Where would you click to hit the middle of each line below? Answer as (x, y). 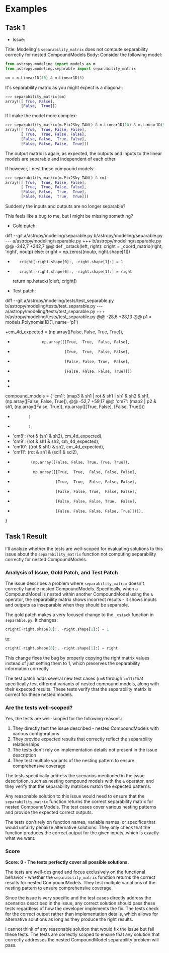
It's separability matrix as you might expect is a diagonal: (64, 87)
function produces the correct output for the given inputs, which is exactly (82, 833)
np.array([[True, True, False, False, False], (85, 472)
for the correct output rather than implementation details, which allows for (82, 914)
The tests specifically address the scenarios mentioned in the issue (75, 776)
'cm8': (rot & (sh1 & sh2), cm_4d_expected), (58, 436)
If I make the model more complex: (41, 116)
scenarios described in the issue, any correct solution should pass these (80, 903)
